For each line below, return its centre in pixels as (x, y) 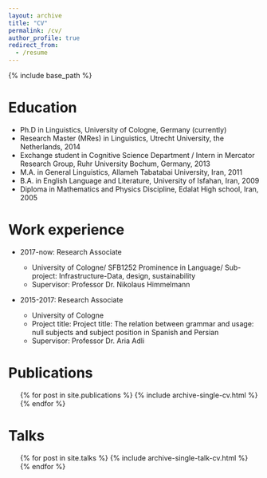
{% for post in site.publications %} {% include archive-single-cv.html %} (139, 395)
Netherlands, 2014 (50, 146)
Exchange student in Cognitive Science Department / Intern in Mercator (137, 155)
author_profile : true (44, 38)
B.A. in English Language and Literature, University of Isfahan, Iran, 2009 (139, 180)
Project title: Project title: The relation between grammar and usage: (143, 323)
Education (43, 108)
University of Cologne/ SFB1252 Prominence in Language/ (127, 267)
